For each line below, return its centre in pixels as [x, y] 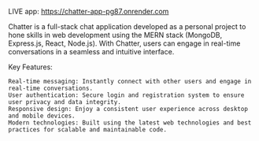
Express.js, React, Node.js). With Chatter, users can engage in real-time [124, 43]
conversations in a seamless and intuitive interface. [91, 52]
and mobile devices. [42, 116]
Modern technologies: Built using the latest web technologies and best [130, 123]
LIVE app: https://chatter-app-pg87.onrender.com [89, 11]
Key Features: [30, 67]
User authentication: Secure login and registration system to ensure [126, 95]
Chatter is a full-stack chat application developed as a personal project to [127, 26]
